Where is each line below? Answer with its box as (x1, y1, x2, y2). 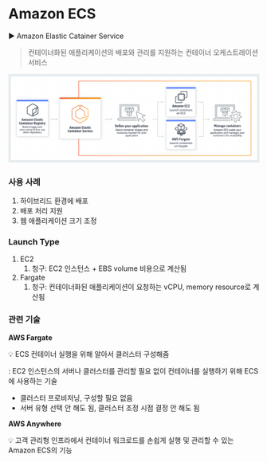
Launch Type (8, 236, 60, 247)
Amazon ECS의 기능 (8, 445, 73, 455)
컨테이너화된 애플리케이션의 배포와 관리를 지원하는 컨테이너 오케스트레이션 (27, 47, 259, 57)
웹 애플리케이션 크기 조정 (19, 216, 97, 225)
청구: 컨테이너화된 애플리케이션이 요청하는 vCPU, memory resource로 (31, 282, 251, 292)
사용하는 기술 (16, 376, 58, 386)
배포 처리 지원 (19, 206, 63, 215)
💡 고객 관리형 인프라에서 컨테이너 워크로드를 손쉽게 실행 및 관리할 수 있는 (8, 435, 234, 444)
